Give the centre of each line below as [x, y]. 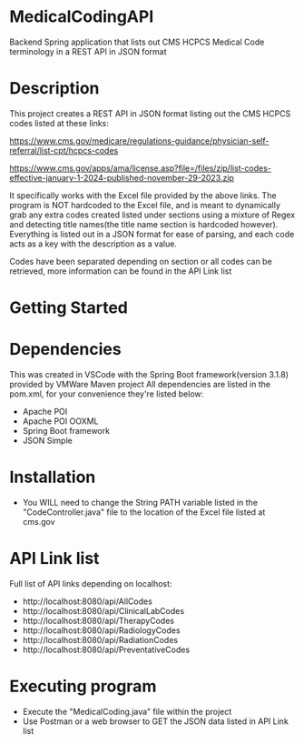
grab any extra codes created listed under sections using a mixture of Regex [152, 215]
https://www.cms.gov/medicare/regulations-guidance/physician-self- [139, 141]
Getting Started [69, 308]
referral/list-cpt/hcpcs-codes [64, 150]
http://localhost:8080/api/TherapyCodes [98, 620]
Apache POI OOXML [60, 421]
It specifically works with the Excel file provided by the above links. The [143, 195]
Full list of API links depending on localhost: [91, 583]
